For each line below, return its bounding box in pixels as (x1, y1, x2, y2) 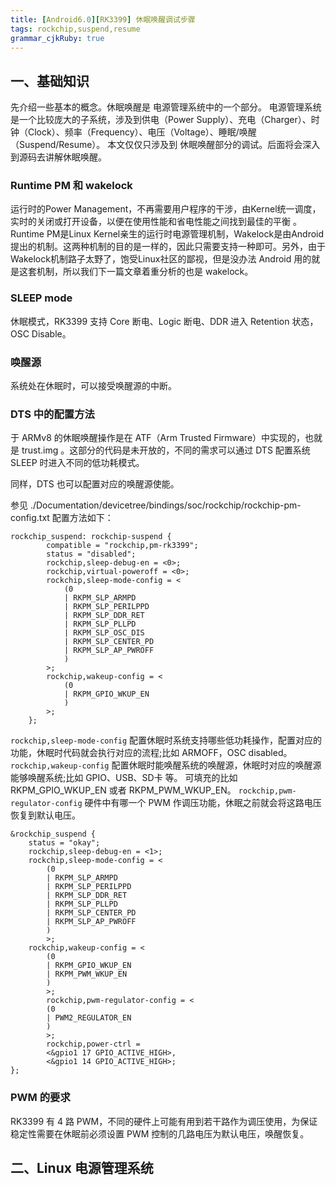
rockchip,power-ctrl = (46, 1039, 141, 1050)
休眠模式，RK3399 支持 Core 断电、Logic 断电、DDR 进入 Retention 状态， (10, 315, 319, 327)
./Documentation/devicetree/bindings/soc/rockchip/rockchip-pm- (29, 499, 302, 511)
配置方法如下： (51, 512, 114, 524)
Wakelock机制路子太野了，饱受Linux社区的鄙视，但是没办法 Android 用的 (10, 253, 312, 265)
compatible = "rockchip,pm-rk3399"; (46, 541, 199, 551)
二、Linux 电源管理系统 (10, 1160, 154, 1177)
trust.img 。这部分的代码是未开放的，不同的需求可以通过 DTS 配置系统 (21, 444, 311, 456)
